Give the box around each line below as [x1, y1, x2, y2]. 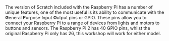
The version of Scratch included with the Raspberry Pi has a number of [5, 4, 153, 10]
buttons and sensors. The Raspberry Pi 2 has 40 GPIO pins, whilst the [5, 25, 150, 31]
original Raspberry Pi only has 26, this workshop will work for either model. [5, 31, 161, 36]
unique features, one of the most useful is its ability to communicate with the [5, 9, 164, 15]
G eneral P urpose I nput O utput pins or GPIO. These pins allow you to [5, 15, 147, 20]
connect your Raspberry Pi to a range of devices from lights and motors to [5, 20, 160, 26]
